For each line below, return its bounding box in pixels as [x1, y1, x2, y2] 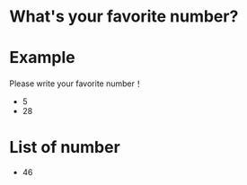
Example [9, 48, 75, 68]
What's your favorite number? [9, 6, 239, 27]
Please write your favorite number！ [9, 78, 144, 89]
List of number [9, 137, 121, 158]
